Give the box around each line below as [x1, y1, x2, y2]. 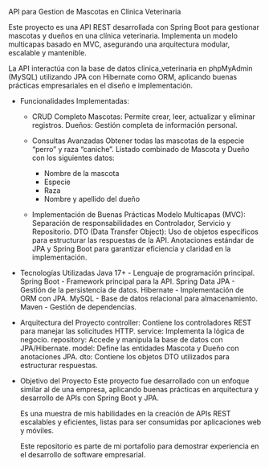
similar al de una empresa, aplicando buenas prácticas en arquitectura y [19, 385, 259, 394]
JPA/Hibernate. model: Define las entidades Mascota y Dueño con [19, 343, 239, 353]
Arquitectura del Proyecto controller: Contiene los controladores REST [19, 317, 252, 327]
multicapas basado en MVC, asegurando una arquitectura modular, [8, 39, 230, 49]
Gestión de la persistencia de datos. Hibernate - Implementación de [19, 285, 244, 294]
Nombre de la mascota [43, 169, 120, 178]
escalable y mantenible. [8, 48, 87, 57]
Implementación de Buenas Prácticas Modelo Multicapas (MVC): [31, 210, 247, 219]
